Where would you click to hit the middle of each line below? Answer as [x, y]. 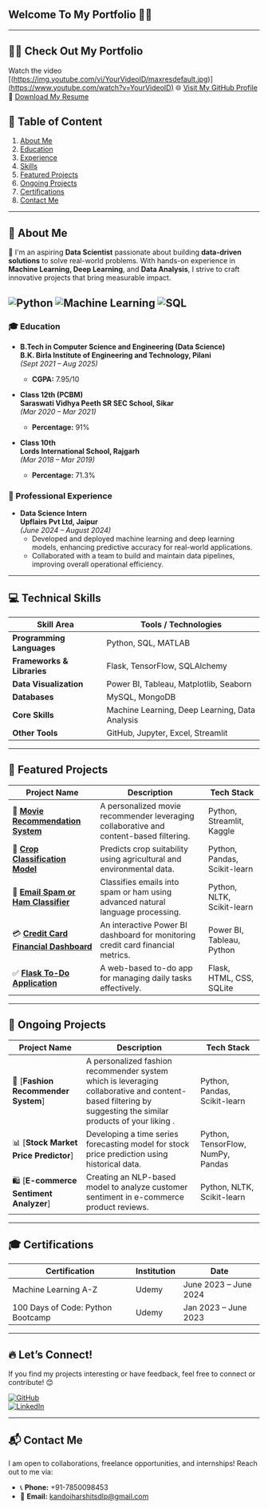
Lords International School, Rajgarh [80, 451]
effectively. [120, 987]
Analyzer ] [32, 1203]
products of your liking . [130, 1121]
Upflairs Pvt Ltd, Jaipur [59, 522]
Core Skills [33, 715]
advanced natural [132, 902]
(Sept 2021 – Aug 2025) [59, 363]
